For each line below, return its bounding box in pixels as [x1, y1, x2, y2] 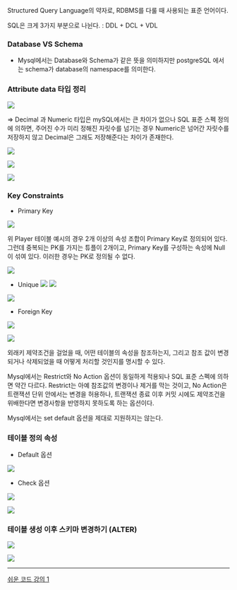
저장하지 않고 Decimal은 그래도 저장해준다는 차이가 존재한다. [7, 133, 174, 141]
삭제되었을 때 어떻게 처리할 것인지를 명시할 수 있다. [25, 357, 166, 365]
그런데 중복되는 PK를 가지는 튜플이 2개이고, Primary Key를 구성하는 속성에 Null [7, 243, 226, 252]
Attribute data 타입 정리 [7, 84, 87, 94]
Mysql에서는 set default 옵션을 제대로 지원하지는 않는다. [7, 413, 164, 422]
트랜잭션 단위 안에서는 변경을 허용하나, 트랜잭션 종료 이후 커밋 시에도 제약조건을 [7, 389, 226, 398]
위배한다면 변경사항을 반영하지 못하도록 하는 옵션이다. [7, 399, 154, 407]
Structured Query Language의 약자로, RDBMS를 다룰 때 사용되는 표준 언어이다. [7, 6, 229, 14]
